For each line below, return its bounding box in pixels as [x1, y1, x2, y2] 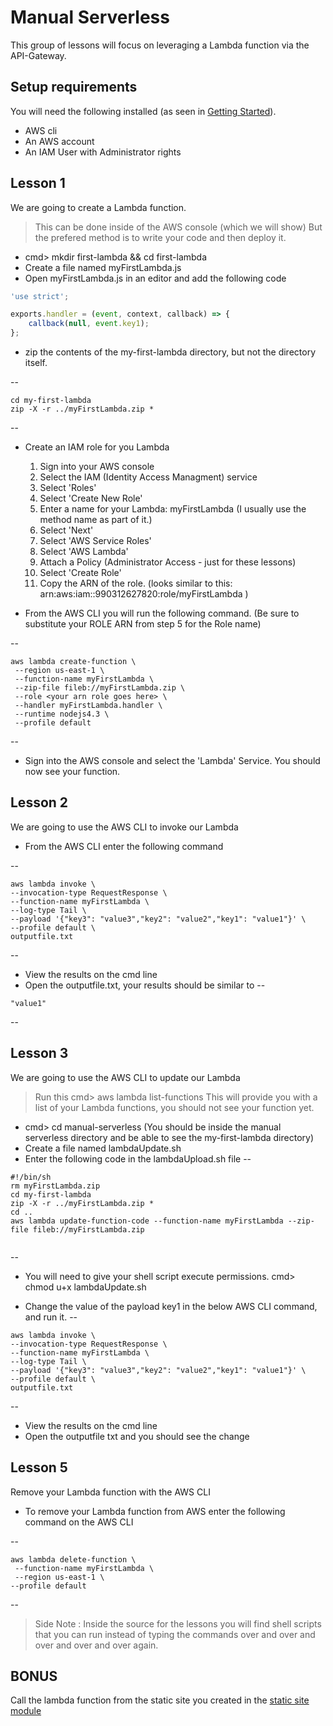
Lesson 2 [10, 794, 69, 811]
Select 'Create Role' [39, 567, 122, 579]
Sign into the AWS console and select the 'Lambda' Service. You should [24, 755, 321, 767]
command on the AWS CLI [24, 1516, 134, 1528]
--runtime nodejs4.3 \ [14, 709, 110, 720]
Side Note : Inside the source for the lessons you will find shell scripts [34, 1617, 322, 1630]
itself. [24, 357, 48, 369]
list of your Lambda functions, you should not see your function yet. [34, 1101, 315, 1113]
